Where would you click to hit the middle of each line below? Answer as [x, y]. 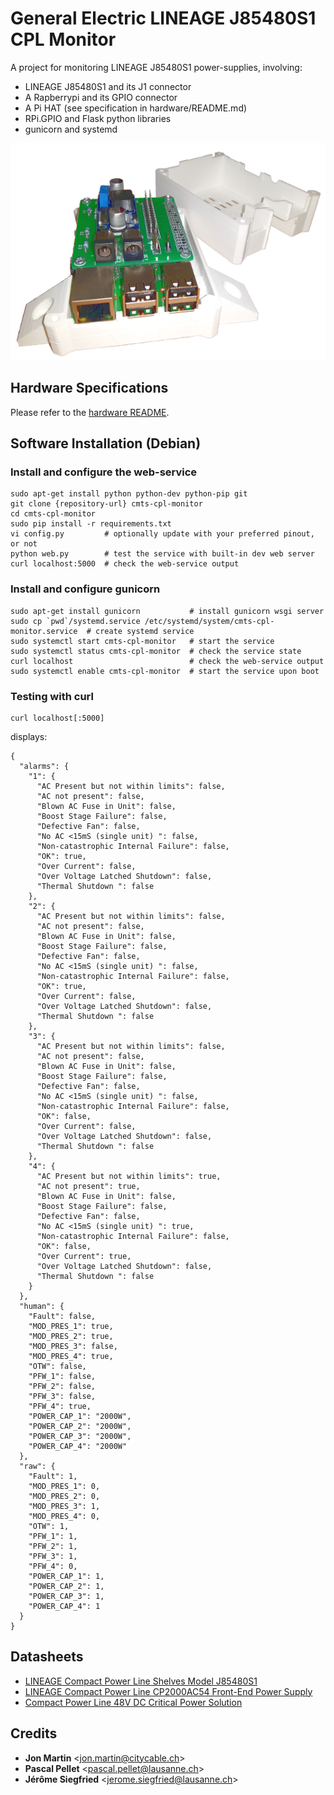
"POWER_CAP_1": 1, [66, 1576]
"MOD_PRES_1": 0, [64, 1486]
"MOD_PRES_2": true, [71, 1336]
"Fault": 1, [53, 1476]
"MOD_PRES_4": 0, [64, 1516]
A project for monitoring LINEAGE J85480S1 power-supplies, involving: [156, 67]
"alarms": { [44, 766]
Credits [34, 1733]
